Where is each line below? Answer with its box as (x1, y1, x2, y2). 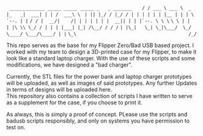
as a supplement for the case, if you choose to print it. (6, 99, 142, 106)
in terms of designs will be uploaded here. (6, 86, 113, 93)
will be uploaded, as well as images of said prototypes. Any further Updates (6, 79, 197, 87)
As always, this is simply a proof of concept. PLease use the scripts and (6, 111, 188, 118)
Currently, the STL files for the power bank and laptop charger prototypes (6, 73, 192, 80)
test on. (6, 124, 26, 131)
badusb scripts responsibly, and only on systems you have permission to (6, 117, 190, 124)
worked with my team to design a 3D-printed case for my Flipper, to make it (6, 48, 197, 55)
